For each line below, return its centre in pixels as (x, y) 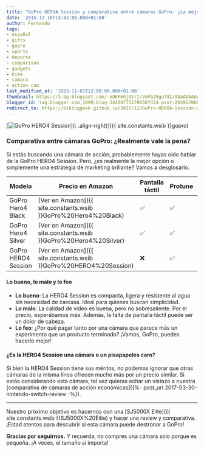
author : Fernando (28, 23)
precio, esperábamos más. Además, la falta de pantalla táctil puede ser (104, 315)
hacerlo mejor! (33, 341)
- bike (15, 74)
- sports (17, 52)
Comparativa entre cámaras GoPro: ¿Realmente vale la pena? (99, 141)
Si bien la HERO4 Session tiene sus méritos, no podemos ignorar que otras (100, 368)
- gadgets (19, 68)
